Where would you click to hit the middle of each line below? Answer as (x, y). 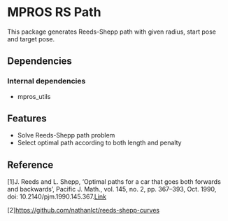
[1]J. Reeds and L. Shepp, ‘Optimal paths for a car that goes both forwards (114, 182)
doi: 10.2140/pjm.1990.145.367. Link (57, 196)
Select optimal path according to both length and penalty (99, 143)
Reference (30, 165)
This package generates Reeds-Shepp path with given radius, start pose (112, 32)
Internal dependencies (47, 81)
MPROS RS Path (54, 12)
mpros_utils (34, 96)
